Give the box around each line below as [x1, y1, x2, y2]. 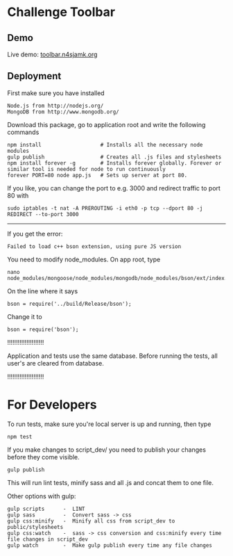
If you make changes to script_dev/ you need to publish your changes [7, 445, 207, 454]
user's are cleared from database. [7, 359, 104, 367]
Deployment [7, 70, 62, 82]
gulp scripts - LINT [7, 505, 85, 512]
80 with [7, 191, 29, 199]
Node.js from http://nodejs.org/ [7, 102, 104, 109]
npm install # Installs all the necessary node [7, 141, 203, 148]
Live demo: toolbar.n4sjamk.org [7, 50, 98, 58]
